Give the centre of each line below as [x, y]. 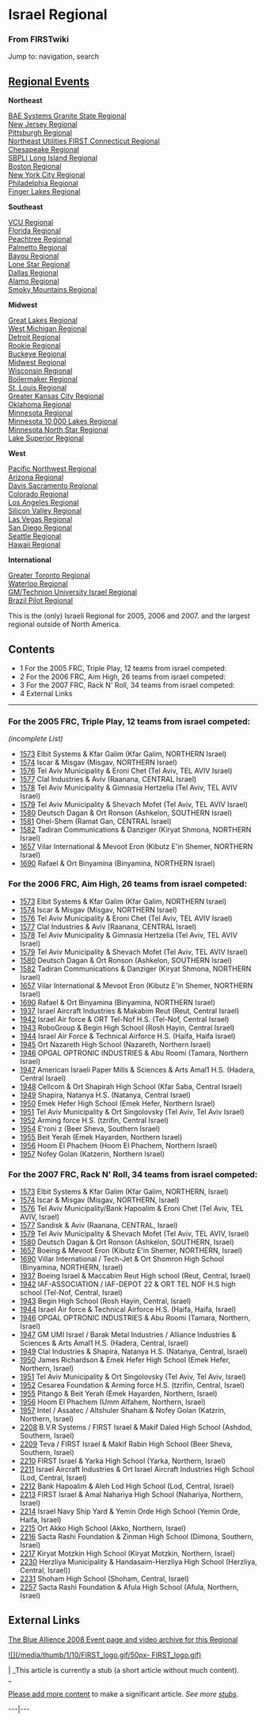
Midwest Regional [37, 363]
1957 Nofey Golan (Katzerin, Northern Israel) [92, 1153]
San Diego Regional [40, 528]
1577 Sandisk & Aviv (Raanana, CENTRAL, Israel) [99, 1225]
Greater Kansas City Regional [56, 396]
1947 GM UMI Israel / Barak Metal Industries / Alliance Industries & [128, 1335]
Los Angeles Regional [44, 503]
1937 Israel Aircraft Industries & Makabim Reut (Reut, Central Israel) [129, 1011]
